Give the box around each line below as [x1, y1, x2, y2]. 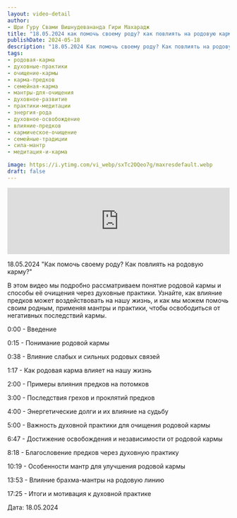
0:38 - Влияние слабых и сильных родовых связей [7, 352, 160, 361]
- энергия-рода [7, 109, 52, 116]
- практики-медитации [7, 103, 71, 110]
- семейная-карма [7, 83, 59, 90]
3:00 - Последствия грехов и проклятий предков [7, 393, 155, 402]
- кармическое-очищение [7, 129, 78, 136]
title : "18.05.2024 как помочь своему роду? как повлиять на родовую [7, 30, 217, 38]
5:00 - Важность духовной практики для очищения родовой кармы [7, 420, 210, 429]
